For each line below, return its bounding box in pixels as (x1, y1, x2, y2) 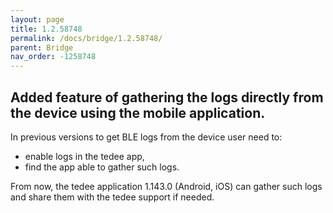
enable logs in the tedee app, (24, 150, 145, 162)
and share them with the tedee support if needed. (10, 191, 215, 203)
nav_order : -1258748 (10, 52, 97, 62)
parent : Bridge (10, 42, 74, 53)
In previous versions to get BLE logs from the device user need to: (10, 131, 283, 143)
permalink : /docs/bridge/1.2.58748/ (10, 33, 163, 43)
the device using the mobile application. (10, 104, 266, 121)
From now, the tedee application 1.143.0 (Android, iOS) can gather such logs (10, 180, 323, 192)
